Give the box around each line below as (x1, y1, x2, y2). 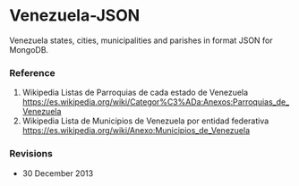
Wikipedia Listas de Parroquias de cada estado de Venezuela (21, 87, 249, 98)
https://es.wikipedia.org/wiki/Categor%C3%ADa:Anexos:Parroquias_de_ (21, 97, 290, 107)
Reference (9, 66, 56, 79)
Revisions (9, 148, 54, 160)
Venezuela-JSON (9, 5, 141, 26)
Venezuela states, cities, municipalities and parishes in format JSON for (9, 35, 273, 46)
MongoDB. (9, 44, 49, 55)
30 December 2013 (21, 167, 94, 179)
